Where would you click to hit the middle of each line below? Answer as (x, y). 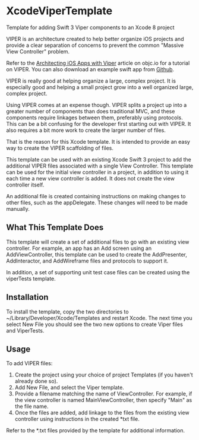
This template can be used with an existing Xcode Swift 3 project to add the (99, 159)
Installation (27, 297)
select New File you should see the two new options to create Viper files (94, 324)
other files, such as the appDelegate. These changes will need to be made (97, 202)
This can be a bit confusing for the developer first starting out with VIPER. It (99, 124)
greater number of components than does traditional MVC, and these (91, 111)
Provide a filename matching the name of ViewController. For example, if (103, 394)
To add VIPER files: (29, 363)
